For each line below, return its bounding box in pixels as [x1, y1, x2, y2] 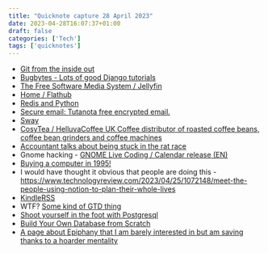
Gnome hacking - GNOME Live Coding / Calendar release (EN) [19, 150, 228, 160]
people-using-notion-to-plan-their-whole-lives [19, 184, 176, 194]
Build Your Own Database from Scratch [19, 219, 151, 229]
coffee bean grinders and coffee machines [19, 133, 163, 142]
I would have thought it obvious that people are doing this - [19, 167, 217, 177]
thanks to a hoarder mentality [19, 236, 119, 246]
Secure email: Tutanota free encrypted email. [19, 107, 171, 117]
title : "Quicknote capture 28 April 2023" [8, 11, 153, 20]
